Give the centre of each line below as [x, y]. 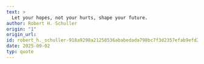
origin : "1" [21, 29]
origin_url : [21, 35]
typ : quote [20, 52]
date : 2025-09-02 [28, 46]
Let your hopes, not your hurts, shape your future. [80, 18]
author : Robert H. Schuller [42, 23]
